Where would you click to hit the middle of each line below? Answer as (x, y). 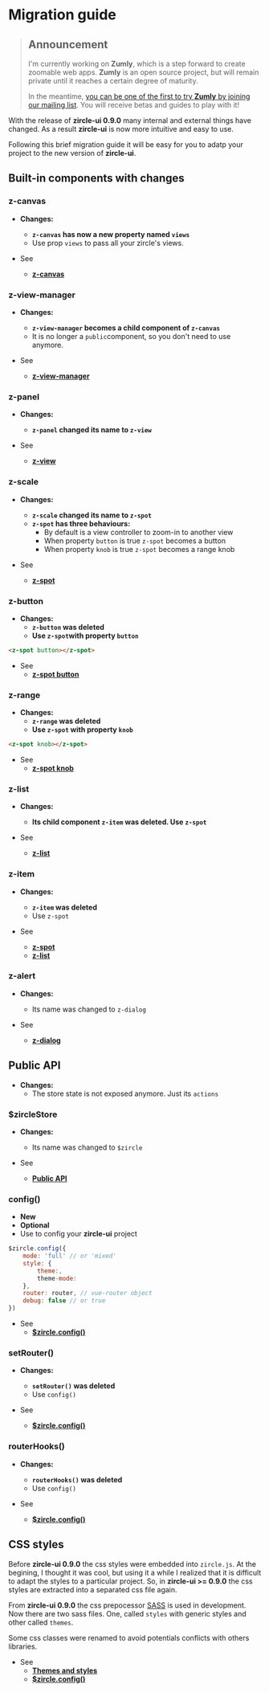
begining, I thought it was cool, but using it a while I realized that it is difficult (135, 1572)
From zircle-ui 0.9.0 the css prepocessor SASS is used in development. (127, 1605)
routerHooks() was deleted (77, 1479)
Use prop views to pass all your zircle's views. (108, 243)
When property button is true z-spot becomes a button (135, 541)
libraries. (23, 1646)
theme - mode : (57, 1278)
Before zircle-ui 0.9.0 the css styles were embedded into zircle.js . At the (132, 1563)
